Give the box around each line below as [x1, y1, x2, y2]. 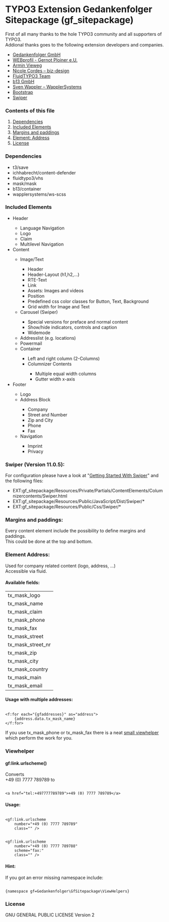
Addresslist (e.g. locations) [20, 335, 76, 341]
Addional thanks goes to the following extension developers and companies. [5, 41, 164, 48]
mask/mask [12, 180, 37, 187]
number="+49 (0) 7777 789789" [14, 821, 78, 827]
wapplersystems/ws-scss [12, 191, 67, 197]
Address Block [20, 396, 50, 402]
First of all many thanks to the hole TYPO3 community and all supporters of [5, 31, 162, 37]
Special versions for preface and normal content [27, 318, 128, 325]
